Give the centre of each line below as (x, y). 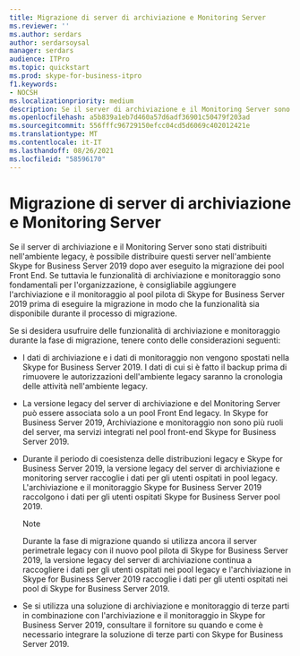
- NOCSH (24, 92)
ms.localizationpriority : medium (72, 101)
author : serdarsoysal (50, 43)
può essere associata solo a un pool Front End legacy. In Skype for (145, 413)
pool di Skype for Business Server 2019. (96, 589)
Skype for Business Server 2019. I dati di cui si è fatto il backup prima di (154, 367)
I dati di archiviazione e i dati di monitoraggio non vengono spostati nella (155, 358)
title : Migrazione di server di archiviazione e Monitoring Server (138, 17)
